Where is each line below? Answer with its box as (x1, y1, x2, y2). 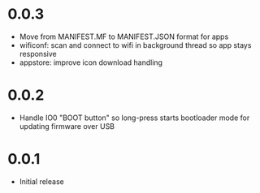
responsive (19, 49, 58, 58)
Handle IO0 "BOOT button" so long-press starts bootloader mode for (19, 113, 250, 122)
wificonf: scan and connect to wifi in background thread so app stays (19, 40, 252, 49)
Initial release (19, 176, 64, 187)
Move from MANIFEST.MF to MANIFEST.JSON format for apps (19, 32, 229, 41)
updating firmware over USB (19, 121, 115, 131)
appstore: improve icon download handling (19, 58, 163, 67)
